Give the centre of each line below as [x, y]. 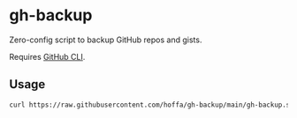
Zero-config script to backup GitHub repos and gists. [106, 40]
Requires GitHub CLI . [47, 56]
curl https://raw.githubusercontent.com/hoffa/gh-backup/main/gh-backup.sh [152, 105]
